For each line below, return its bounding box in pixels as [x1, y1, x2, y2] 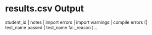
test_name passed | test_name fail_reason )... [5, 24, 98, 30]
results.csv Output [5, 3, 84, 14]
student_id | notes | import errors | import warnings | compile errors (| [5, 19, 148, 25]
